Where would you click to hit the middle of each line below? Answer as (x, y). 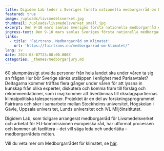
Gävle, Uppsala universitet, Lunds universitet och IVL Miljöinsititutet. (73, 109)
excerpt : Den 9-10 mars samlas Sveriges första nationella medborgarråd (81, 28)
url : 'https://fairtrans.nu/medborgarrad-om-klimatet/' (72, 46)
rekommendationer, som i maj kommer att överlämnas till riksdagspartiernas (81, 94)
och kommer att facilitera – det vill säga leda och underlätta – (66, 129)
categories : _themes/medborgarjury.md (44, 59)
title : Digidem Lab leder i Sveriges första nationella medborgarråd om (81, 9)
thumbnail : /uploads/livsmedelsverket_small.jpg (55, 23)
